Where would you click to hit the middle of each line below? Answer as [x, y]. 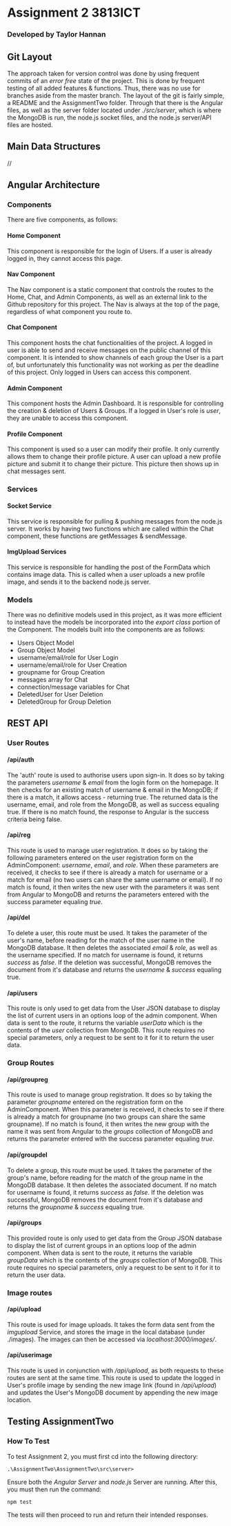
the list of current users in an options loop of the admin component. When [112, 1015]
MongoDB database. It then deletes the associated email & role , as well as [112, 947]
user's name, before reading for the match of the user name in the [101, 940]
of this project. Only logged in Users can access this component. [99, 372]
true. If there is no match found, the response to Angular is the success [108, 811]
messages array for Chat [52, 680]
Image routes [30, 1293]
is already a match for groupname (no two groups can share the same [106, 1117]
